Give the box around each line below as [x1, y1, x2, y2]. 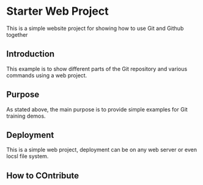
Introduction [6, 49, 55, 59]
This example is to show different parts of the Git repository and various [6, 65, 188, 72]
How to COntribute [6, 170, 79, 181]
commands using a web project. [6, 72, 87, 79]
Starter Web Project [6, 4, 109, 18]
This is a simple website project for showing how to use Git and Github [6, 25, 184, 32]
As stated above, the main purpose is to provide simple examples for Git [6, 105, 188, 113]
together [6, 31, 28, 38]
